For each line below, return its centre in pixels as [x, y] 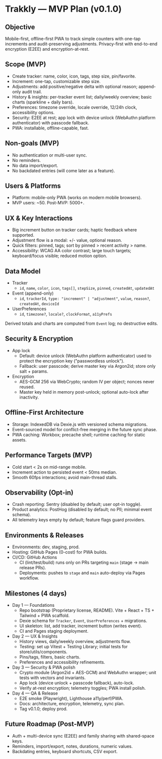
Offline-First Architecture [45, 412]
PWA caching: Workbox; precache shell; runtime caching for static [79, 435]
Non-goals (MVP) [32, 143]
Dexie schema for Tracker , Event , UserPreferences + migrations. [83, 620]
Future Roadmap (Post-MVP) [50, 724]
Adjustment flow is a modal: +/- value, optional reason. [67, 240]
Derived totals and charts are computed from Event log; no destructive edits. [81, 323]
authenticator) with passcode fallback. [51, 122]
